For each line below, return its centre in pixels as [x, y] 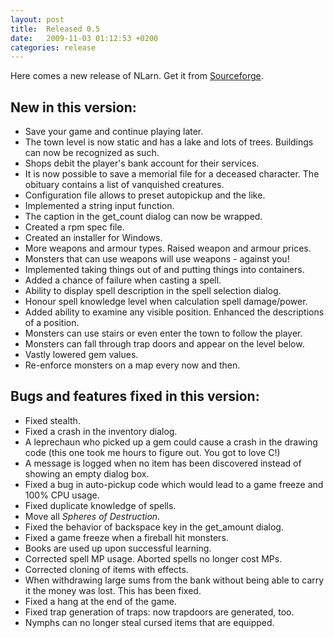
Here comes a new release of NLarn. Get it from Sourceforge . [137, 76]
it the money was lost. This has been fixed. [113, 590]
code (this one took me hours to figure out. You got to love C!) [152, 452]
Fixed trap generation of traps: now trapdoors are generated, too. [159, 612]
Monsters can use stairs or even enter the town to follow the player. [163, 333]
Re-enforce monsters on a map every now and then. [132, 365]
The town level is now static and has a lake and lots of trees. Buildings [169, 142]
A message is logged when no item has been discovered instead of [163, 463]
